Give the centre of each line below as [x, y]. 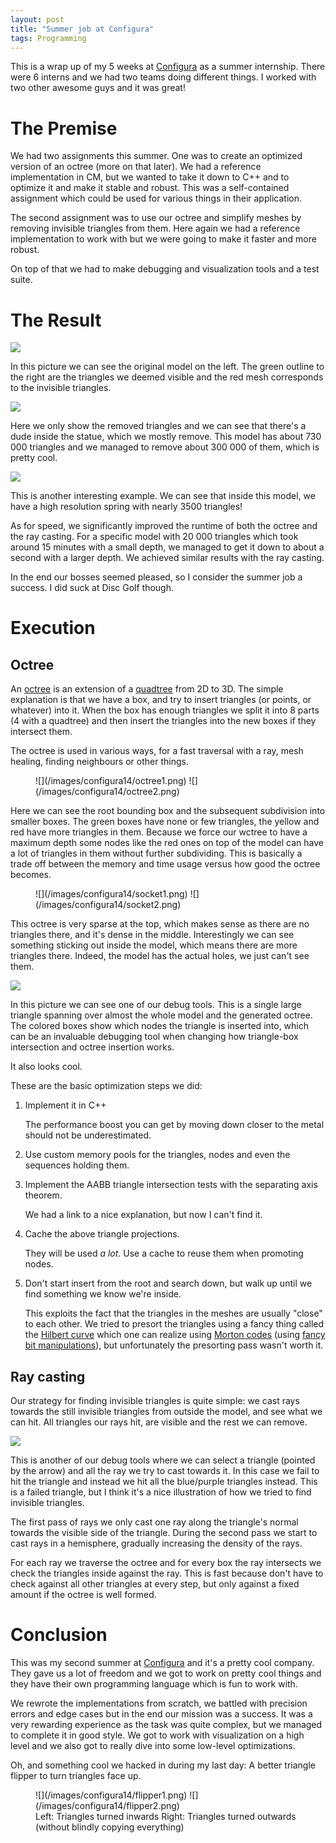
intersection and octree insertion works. [92, 1047]
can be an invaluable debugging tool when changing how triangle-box [154, 1037]
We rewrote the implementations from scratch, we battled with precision [159, 1703]
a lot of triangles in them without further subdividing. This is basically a [156, 853]
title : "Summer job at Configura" [82, 29]
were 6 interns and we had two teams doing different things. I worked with [163, 77]
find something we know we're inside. [103, 1294]
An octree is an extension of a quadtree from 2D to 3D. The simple [147, 689]
